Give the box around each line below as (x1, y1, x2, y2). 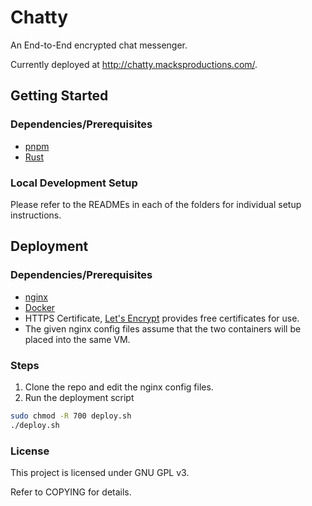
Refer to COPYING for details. (10, 486, 132, 498)
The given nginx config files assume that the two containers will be (24, 322, 302, 335)
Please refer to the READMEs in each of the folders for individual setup (10, 198, 302, 210)
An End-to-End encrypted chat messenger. (10, 39, 188, 51)
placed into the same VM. (24, 333, 131, 345)
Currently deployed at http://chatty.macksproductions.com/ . (10, 58, 258, 70)
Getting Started (10, 87, 109, 105)
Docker (24, 301, 56, 313)
